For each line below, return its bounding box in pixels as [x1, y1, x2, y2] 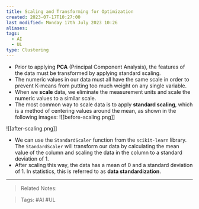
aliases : [6, 25, 28, 31]
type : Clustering [6, 47, 49, 53]
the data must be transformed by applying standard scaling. [14, 69, 161, 77]
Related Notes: [20, 184, 57, 192]
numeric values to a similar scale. [14, 94, 97, 102]
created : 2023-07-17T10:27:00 [6, 14, 81, 20]
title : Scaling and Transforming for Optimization [6, 8, 134, 15]
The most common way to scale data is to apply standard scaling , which [14, 101, 193, 108]
